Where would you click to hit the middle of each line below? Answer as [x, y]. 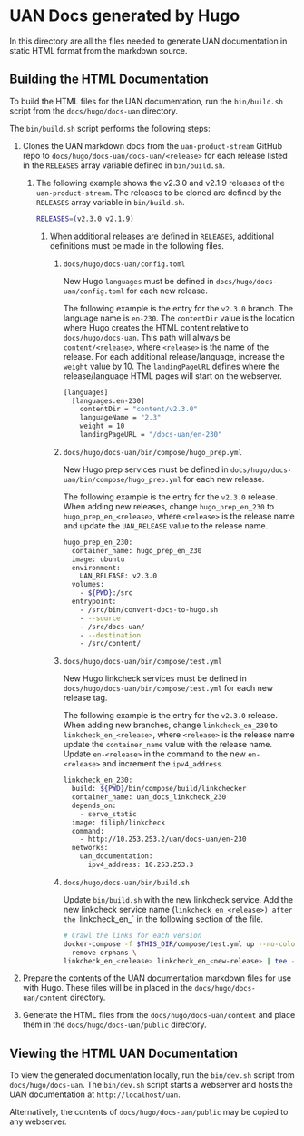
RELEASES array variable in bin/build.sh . [110, 202]
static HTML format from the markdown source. [98, 50]
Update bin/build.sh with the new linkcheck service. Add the [178, 899]
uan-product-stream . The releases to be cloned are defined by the [159, 193]
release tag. [85, 698]
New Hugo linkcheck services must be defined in [155, 678]
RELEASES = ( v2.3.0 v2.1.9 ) [85, 219]
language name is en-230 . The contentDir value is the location [179, 318]
